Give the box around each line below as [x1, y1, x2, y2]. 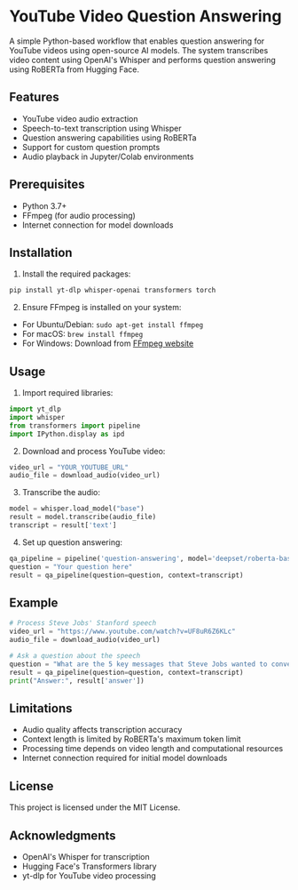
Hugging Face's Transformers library [21, 861, 157, 871]
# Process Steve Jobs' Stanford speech [9, 619, 157, 628]
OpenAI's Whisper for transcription [21, 851, 150, 862]
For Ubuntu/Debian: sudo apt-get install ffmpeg [21, 319, 204, 330]
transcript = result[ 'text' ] [9, 521, 117, 530]
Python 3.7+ [21, 200, 67, 211]
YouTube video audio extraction [21, 113, 139, 124]
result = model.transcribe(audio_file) [9, 513, 157, 522]
